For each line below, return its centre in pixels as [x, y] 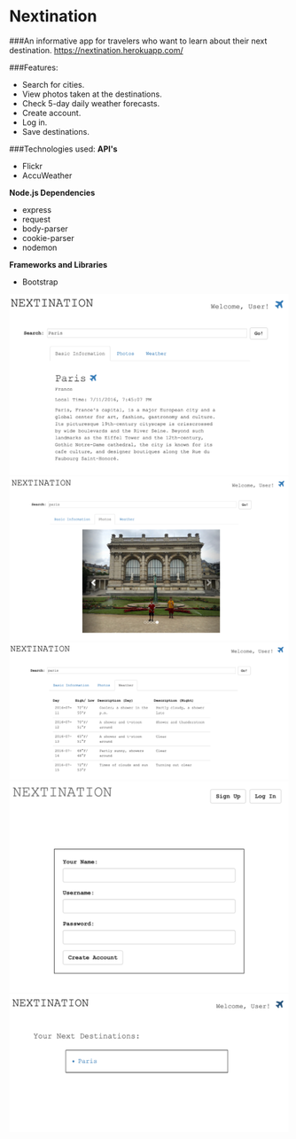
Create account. [51, 113]
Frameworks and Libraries [58, 264]
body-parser [45, 229]
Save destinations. [56, 131]
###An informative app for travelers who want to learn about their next [138, 41]
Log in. [35, 122]
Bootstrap [40, 282]
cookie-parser [48, 238]
